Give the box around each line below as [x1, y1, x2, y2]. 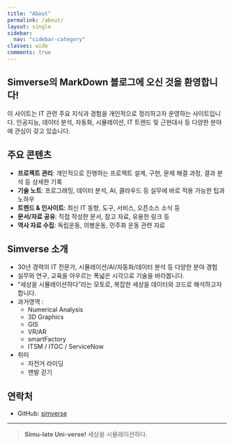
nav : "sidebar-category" [13, 36, 86, 43]
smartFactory [27, 335, 67, 343]
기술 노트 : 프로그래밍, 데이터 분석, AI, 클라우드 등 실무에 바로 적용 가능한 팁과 [17, 186, 225, 195]
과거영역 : [17, 298, 44, 306]
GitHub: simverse [17, 410, 68, 418]
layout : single [7, 23, 52, 30]
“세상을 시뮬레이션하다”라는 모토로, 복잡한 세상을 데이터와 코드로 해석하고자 [17, 280, 222, 289]
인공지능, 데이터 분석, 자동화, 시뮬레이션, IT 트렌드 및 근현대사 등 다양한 [16, 118, 209, 126]
